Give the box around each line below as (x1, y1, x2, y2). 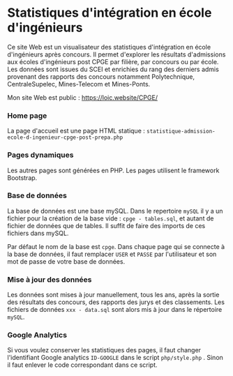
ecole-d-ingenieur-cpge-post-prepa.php (7, 134, 123, 141)
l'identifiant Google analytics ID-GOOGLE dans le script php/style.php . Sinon (7, 354, 223, 362)
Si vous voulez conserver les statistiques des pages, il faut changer (7, 346, 201, 354)
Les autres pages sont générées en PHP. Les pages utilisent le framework (7, 166, 220, 174)
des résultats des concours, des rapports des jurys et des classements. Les (7, 298, 225, 306)
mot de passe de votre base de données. (7, 257, 126, 266)
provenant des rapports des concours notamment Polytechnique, (7, 72, 195, 81)
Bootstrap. (7, 173, 38, 182)
